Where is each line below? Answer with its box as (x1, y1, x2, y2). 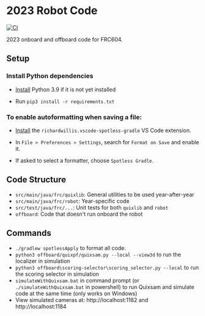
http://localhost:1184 (15, 303, 67, 310)
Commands (6, 228, 52, 238)
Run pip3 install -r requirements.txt (15, 97, 115, 105)
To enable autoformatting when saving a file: (6, 112, 142, 121)
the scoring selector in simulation (15, 270, 100, 277)
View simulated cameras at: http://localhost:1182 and (15, 296, 149, 303)
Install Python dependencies (6, 72, 94, 80)
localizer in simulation (15, 257, 70, 265)
